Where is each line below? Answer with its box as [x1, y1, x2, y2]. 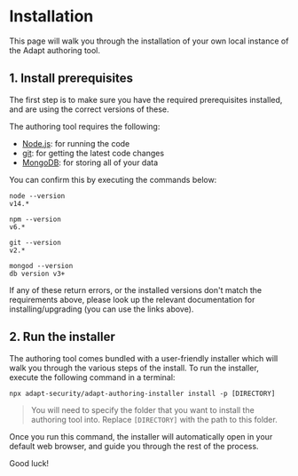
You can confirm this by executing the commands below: [9, 174, 217, 185]
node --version [9, 191, 66, 201]
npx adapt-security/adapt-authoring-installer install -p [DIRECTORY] [9, 389, 276, 398]
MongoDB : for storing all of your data [21, 157, 159, 168]
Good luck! [9, 457, 50, 468]
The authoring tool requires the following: [9, 121, 161, 131]
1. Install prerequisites [9, 71, 134, 86]
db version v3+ [9, 269, 66, 278]
